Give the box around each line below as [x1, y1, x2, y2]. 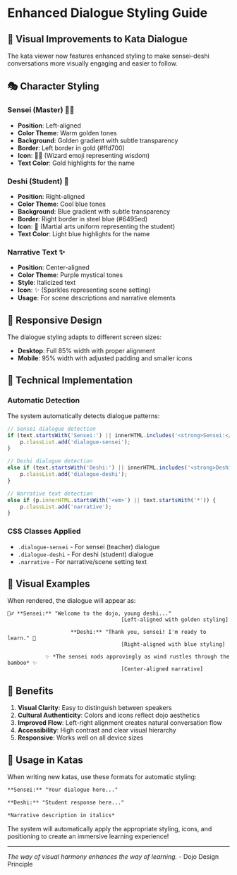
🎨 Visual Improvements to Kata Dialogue [7, 33, 188, 45]
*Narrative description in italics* [7, 812, 115, 819]
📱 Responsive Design [7, 314, 102, 326]
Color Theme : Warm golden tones [17, 128, 118, 137]
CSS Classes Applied [7, 527, 81, 537]
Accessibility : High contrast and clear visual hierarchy [17, 726, 176, 735]
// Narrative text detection [7, 490, 93, 497]
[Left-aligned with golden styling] [121, 616, 229, 623]
